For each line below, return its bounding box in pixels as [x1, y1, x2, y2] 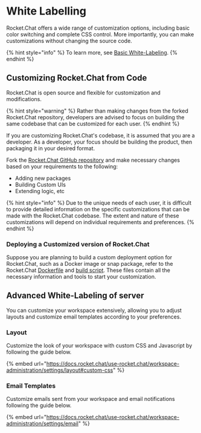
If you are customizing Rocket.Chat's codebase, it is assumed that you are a [6, 131, 195, 139]
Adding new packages [14, 174, 71, 182]
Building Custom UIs [14, 180, 66, 188]
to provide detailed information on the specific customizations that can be [6, 205, 190, 213]
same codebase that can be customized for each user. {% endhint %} [6, 120, 180, 127]
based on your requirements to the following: [6, 162, 118, 170]
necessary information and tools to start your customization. [6, 273, 156, 280]
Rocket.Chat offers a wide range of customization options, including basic [6, 24, 190, 31]
